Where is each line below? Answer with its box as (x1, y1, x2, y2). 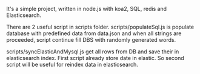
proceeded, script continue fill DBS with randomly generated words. (6, 36, 176, 43)
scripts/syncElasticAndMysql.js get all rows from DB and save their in (6, 48, 179, 55)
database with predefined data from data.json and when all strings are (6, 30, 182, 37)
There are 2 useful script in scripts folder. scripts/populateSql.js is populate (6, 24, 195, 30)
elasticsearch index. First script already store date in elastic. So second (6, 55, 185, 61)
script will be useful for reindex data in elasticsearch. (6, 61, 138, 68)
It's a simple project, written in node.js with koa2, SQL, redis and (6, 5, 167, 12)
